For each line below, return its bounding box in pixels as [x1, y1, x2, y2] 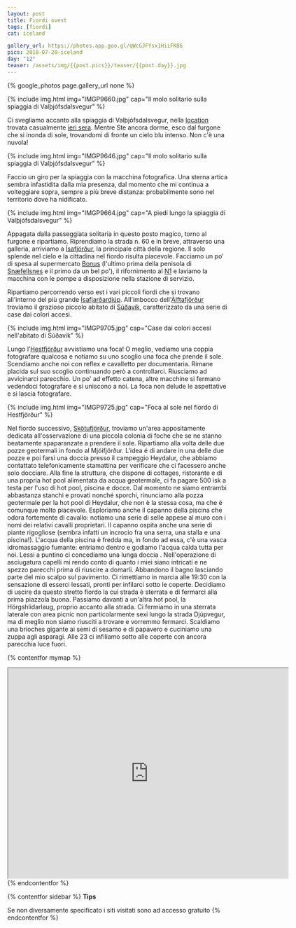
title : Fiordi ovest [7, 17, 68, 24]
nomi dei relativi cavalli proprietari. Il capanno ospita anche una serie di [7, 520, 213, 529]
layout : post [7, 10, 45, 18]
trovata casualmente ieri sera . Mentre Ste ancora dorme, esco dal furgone [7, 123, 221, 132]
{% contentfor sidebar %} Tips [7, 892, 97, 901]
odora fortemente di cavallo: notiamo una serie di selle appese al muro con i [7, 513, 226, 522]
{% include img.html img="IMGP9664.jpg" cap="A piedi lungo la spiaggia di [7, 208, 226, 217]
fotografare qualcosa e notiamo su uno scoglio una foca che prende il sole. [7, 352, 224, 361]
